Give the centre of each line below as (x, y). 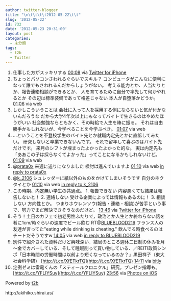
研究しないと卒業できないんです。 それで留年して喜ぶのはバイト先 (92, 142)
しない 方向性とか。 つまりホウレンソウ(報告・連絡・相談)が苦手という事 (89, 204)
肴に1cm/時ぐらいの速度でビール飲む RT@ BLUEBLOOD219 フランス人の (88, 223)
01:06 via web (27, 104)
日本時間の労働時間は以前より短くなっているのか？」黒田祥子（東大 (93, 255)
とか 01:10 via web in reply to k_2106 (60, 185)
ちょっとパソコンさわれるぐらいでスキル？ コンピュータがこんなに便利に (89, 79)
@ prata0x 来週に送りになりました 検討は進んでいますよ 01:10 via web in (88, 166)
